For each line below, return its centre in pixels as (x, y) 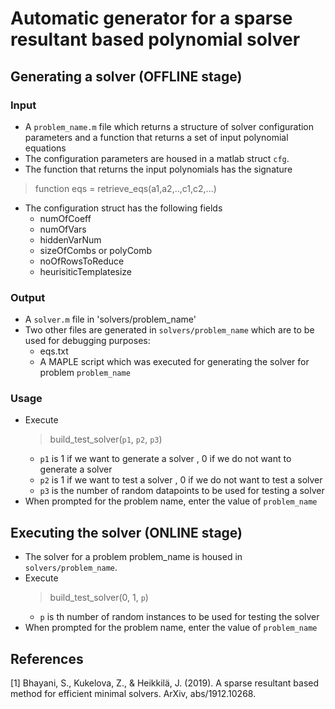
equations (45, 148)
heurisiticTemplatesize (86, 271)
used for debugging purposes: (87, 341)
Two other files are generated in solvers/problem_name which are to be (169, 330)
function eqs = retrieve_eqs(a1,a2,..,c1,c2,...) (125, 188)
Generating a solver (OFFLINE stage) (126, 76)
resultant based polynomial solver (155, 39)
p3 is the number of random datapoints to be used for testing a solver (182, 491)
